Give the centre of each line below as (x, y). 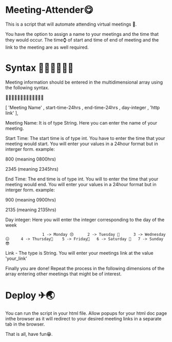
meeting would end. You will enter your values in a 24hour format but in (81, 184)
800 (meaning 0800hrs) (31, 159)
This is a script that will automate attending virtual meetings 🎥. (71, 24)
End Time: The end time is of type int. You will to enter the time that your (82, 179)
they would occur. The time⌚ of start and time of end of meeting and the (82, 39)
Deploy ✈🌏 (30, 296)
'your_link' (16, 258)
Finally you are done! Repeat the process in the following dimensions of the (85, 268)
